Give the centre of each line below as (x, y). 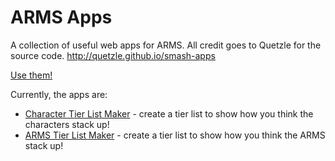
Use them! (31, 75)
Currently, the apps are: (59, 94)
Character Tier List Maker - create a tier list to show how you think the (169, 113)
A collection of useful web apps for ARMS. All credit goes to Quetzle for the (166, 45)
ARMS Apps (61, 17)
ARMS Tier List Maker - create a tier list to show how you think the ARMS (175, 135)
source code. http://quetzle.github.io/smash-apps (113, 55)
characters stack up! (67, 124)
